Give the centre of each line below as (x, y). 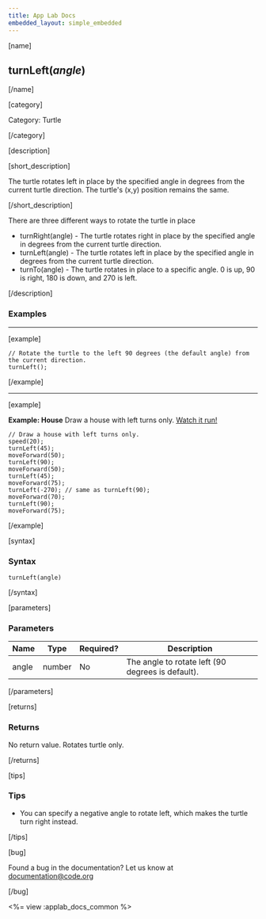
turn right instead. (49, 822)
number (57, 667)
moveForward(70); (37, 497)
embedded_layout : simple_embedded (65, 23)
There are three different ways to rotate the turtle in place (102, 221)
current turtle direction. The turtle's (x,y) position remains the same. (119, 190)
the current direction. (47, 360)
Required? (99, 649)
